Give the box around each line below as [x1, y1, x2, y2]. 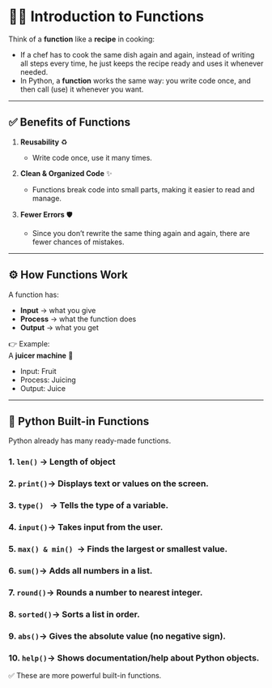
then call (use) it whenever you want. [19, 84, 144, 94]
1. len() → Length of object [8, 456, 116, 467]
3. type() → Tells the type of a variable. [8, 500, 168, 511]
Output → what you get [19, 322, 99, 332]
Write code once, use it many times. [32, 153, 152, 162]
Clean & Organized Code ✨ [19, 168, 113, 178]
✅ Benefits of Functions [8, 115, 131, 129]
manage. [32, 193, 62, 203]
